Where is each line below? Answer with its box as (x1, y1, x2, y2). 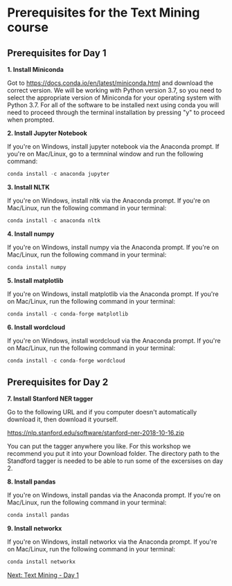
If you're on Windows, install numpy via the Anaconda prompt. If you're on (7, 243, 220, 251)
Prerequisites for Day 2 (7, 376, 109, 388)
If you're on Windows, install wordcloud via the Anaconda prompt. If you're (7, 336, 221, 345)
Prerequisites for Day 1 (7, 47, 107, 59)
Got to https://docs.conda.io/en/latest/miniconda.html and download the (7, 79, 213, 87)
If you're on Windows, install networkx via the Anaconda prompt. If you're (7, 538, 217, 546)
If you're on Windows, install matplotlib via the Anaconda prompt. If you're (7, 289, 220, 298)
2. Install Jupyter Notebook (7, 129, 88, 137)
